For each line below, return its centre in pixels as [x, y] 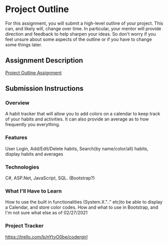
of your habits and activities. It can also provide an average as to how [77, 119]
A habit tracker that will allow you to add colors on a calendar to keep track [83, 114]
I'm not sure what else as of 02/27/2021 [47, 213]
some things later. [24, 44]
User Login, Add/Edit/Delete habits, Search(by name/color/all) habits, [77, 148]
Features [16, 138]
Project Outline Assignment [33, 73]
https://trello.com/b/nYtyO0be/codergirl [47, 237]
